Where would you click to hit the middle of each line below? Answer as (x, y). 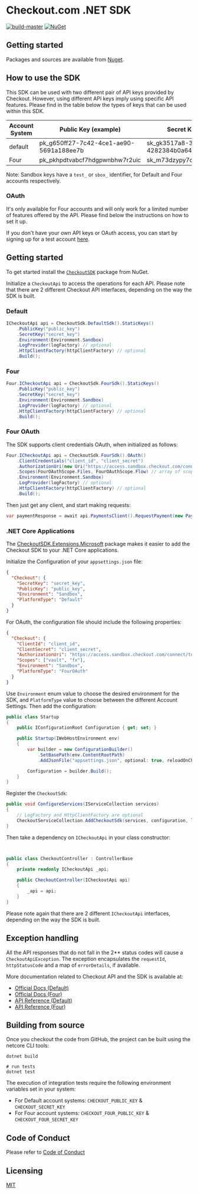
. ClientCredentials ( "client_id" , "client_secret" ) (80, 461)
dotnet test (21, 1072)
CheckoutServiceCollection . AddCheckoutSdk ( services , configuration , (103, 820)
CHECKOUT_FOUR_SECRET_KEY (46, 1120)
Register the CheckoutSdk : (37, 793)
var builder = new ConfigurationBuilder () (80, 750)
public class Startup (33, 717)
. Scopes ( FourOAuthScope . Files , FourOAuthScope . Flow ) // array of (99, 472)
